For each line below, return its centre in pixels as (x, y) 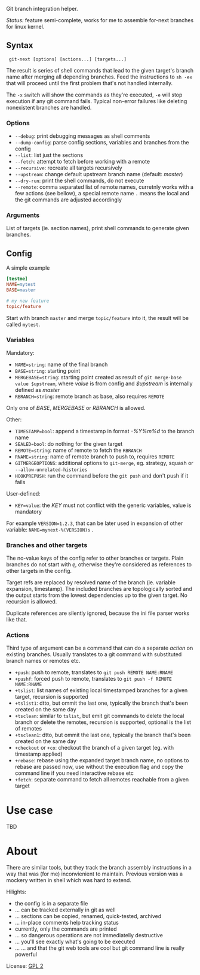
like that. (17, 620)
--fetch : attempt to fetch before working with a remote (82, 162)
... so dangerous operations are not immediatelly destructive (89, 935)
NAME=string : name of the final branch (61, 364)
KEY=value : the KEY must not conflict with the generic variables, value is (103, 505)
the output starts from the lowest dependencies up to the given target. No (97, 595)
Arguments (23, 215)
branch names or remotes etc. (43, 661)
